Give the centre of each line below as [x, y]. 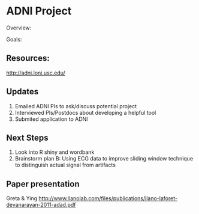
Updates [22, 92]
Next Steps [27, 137]
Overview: [19, 28]
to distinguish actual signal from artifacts [65, 165]
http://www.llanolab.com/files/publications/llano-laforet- [108, 198]
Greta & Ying [22, 198]
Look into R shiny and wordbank [55, 152]
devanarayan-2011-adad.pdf [41, 205]
